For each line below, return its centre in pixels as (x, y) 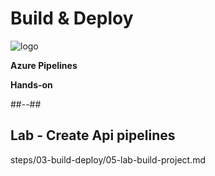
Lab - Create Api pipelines (93, 135)
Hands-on (31, 84)
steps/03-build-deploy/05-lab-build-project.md (108, 159)
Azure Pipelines (44, 65)
